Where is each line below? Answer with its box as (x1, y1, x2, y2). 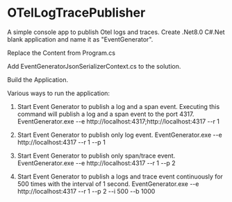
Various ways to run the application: (7, 89, 110, 97)
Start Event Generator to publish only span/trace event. (17, 151, 176, 160)
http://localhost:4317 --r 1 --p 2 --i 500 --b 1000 (17, 187, 156, 195)
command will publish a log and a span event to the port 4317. (17, 110, 194, 118)
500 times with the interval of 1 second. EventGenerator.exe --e (17, 179, 199, 188)
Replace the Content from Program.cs (7, 49, 116, 57)
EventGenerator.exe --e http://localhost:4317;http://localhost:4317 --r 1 (17, 117, 220, 126)
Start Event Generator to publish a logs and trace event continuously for (17, 172, 224, 180)
